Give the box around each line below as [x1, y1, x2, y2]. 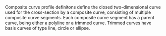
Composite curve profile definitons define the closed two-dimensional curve [5, 4, 161, 10]
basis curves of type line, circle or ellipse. [5, 25, 90, 31]
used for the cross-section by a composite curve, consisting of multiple [5, 9, 151, 15]
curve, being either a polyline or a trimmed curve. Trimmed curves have [5, 20, 152, 26]
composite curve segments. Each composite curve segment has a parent [5, 15, 155, 20]
